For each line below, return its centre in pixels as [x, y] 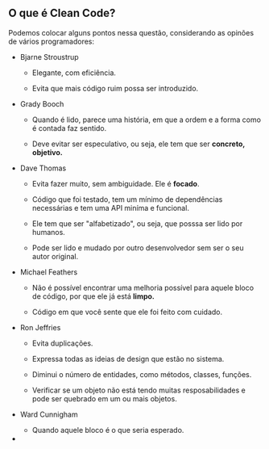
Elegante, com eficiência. [74, 73]
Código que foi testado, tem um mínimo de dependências [127, 199]
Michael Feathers [49, 272]
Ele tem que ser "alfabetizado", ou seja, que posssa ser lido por [137, 223]
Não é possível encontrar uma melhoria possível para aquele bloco [143, 287]
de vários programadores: [52, 41]
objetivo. [47, 152]
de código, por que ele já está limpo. [93, 296]
